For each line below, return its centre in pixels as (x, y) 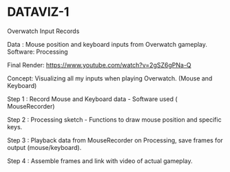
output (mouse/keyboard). (44, 147)
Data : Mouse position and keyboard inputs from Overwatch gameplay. (107, 44)
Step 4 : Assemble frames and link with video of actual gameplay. (100, 161)
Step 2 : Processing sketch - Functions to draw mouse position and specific (114, 119)
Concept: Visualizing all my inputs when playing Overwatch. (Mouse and (110, 78)
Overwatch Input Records (43, 31)
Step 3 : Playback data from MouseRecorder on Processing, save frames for (115, 140)
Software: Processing (38, 52)
